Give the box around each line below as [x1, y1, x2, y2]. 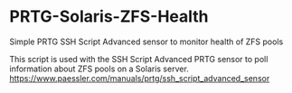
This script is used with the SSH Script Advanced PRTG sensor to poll [9, 53, 268, 64]
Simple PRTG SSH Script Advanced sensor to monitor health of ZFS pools [9, 36, 284, 47]
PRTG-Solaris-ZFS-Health [9, 6, 210, 27]
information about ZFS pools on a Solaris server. [9, 63, 190, 74]
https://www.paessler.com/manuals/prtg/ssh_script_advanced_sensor [9, 72, 270, 83]
